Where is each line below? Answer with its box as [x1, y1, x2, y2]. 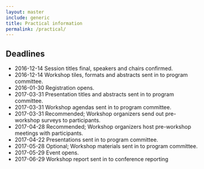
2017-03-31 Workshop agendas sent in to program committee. [14, 104, 172, 111]
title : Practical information [5, 20, 83, 26]
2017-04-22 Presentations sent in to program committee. [14, 136, 158, 143]
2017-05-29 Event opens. [14, 149, 79, 156]
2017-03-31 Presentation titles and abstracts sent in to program [14, 91, 175, 98]
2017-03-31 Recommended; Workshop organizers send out [14, 110, 164, 118]
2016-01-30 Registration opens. [14, 84, 95, 92]
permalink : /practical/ [5, 26, 67, 32]
